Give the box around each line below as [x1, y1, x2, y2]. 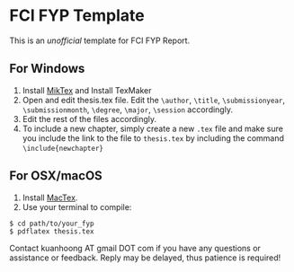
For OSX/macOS [9, 168, 103, 184]
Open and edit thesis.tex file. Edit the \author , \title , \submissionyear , [22, 94, 286, 105]
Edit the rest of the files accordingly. [22, 113, 157, 124]
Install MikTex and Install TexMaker [22, 84, 152, 95]
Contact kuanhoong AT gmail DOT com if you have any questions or [9, 242, 261, 253]
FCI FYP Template [9, 5, 146, 26]
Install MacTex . [22, 192, 78, 203]
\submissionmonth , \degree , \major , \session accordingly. [22, 104, 234, 115]
